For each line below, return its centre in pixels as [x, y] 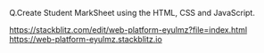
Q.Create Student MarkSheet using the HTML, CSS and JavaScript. [132, 13]
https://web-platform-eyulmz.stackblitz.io [86, 39]
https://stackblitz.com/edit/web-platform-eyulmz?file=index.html [128, 30]
